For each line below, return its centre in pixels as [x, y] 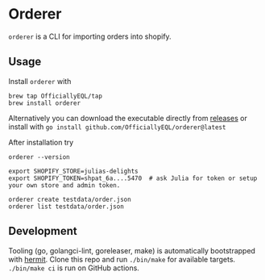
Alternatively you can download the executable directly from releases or [128, 118]
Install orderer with [40, 81]
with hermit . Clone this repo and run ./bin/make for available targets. [122, 259]
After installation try [41, 142]
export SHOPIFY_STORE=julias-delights [73, 171]
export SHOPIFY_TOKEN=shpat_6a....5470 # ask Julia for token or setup [133, 178]
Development [43, 231]
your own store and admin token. [64, 185]
